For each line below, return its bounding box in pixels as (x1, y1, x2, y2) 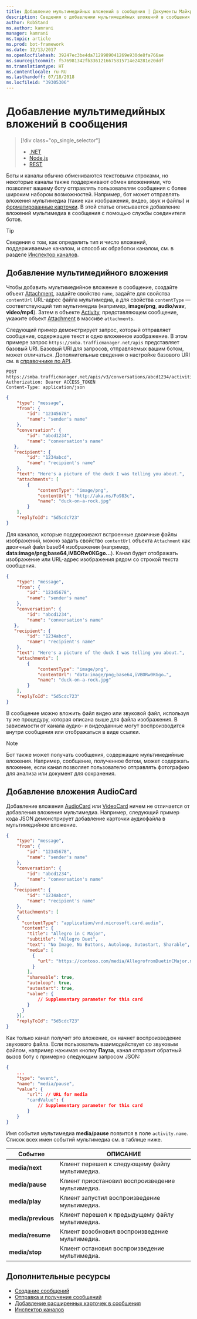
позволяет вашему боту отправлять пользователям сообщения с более (6, 184, 187, 192)
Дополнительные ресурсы (6, 1271, 110, 1281)
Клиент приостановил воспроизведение (59, 1176, 175, 1184)
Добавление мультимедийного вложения (6, 268, 168, 278)
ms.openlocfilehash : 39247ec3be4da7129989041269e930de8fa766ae (6, 52, 164, 58)
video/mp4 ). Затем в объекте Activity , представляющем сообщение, (6, 308, 179, 316)
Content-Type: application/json (6, 384, 85, 390)
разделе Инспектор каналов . (6, 251, 79, 258)
